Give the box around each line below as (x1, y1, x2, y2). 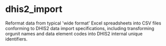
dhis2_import (5, 3, 62, 15)
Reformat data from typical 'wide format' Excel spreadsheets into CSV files (5, 20, 161, 26)
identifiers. (5, 36, 28, 42)
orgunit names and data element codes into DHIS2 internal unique (5, 30, 143, 36)
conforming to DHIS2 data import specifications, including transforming (5, 25, 154, 31)
